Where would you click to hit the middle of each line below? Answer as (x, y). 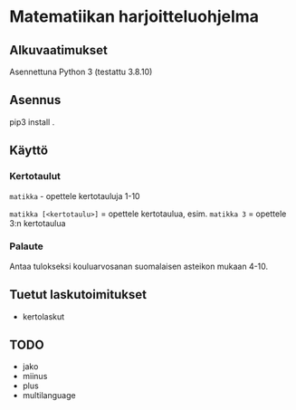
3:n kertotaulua (38, 223)
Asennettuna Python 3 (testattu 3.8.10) (81, 72)
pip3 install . (32, 122)
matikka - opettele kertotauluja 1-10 (75, 195)
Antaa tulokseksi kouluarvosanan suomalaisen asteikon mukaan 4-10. (139, 266)
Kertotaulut (35, 176)
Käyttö (29, 151)
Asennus (35, 100)
